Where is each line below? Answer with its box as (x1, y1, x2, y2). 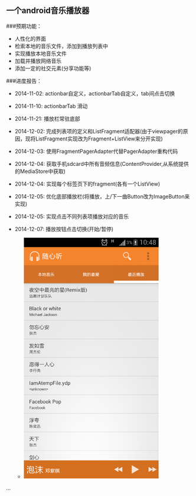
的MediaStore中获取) (14, 168, 66, 175)
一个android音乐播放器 (6, 5, 90, 16)
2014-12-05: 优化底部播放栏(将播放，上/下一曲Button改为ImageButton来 (14, 193, 190, 200)
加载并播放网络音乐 (14, 57, 62, 64)
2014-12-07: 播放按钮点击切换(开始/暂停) (14, 225, 114, 232)
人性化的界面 (14, 35, 46, 42)
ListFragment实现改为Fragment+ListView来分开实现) (35, 135, 164, 142)
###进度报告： (6, 77, 43, 84)
